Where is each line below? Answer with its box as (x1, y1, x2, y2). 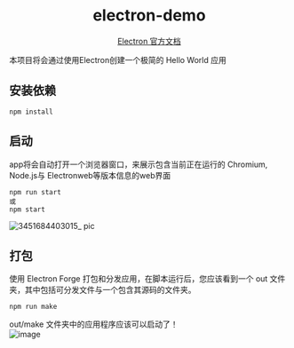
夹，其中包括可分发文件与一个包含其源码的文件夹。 (9, 285, 196, 296)
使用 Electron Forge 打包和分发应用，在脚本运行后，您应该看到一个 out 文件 (9, 273, 286, 284)
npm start (9, 205, 46, 214)
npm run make (9, 303, 58, 312)
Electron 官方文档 (116, 36, 182, 46)
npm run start (9, 187, 62, 196)
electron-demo (92, 5, 206, 26)
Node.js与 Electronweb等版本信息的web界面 (9, 170, 171, 180)
